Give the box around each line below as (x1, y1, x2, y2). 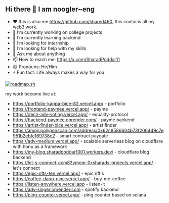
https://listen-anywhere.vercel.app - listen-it (12, 181, 105, 187)
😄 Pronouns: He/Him (12, 64, 57, 70)
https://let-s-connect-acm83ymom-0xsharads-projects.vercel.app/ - (12, 160, 157, 166)
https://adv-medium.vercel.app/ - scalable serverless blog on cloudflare (12, 138, 163, 144)
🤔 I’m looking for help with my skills (12, 45, 87, 51)
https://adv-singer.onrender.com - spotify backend (12, 186, 119, 192)
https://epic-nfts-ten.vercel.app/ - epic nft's (12, 170, 105, 176)
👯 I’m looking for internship (12, 40, 69, 46)
